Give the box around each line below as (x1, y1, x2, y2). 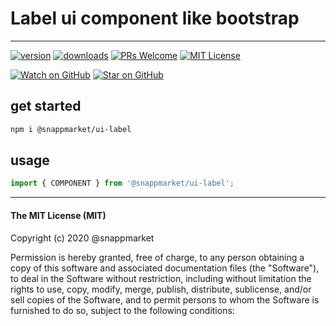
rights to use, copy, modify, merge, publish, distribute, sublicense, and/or (10, 283, 312, 295)
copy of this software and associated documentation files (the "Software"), (10, 262, 320, 274)
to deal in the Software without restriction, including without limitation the (10, 272, 312, 284)
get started (10, 98, 82, 115)
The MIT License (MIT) (10, 209, 107, 221)
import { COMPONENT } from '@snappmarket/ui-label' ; (10, 178, 235, 189)
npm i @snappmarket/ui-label (10, 124, 132, 134)
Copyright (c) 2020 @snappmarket (10, 232, 155, 244)
